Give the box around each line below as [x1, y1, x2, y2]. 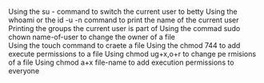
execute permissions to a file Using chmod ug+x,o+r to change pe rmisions [8, 49, 257, 58]
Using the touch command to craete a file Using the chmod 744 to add [8, 41, 241, 50]
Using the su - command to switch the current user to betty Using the [8, 7, 238, 16]
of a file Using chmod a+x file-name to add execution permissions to [8, 57, 234, 67]
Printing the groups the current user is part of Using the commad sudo [8, 24, 241, 33]
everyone [8, 66, 40, 75]
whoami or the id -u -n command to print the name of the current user [8, 15, 239, 25]
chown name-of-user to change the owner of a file [8, 32, 176, 41]
